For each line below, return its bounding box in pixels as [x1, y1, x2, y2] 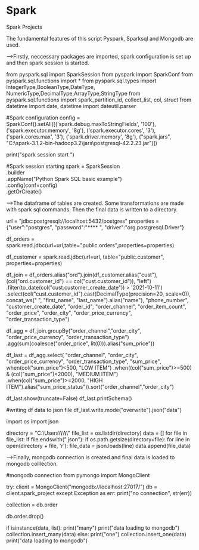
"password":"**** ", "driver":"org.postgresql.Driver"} [54, 223, 185, 231]
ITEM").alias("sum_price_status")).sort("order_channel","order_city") [6, 383, 175, 390]
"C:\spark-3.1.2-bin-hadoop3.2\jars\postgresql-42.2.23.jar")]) [6, 139, 158, 146]
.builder [6, 168, 25, 176]
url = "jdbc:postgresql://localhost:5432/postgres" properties [6, 217, 155, 225]
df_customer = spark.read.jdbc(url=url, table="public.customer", [6, 253, 164, 260]
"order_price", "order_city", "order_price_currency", [6, 309, 132, 317]
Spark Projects [6, 23, 43, 30]
